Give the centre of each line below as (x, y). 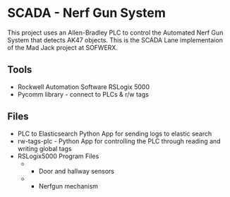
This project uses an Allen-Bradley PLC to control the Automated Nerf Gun (115, 32)
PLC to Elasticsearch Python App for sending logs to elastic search (115, 133)
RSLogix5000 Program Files (58, 156)
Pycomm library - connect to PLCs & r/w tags (83, 94)
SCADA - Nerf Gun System (86, 13)
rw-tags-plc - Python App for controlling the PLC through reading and (119, 141)
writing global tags (44, 148)
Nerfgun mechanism (68, 186)
